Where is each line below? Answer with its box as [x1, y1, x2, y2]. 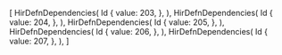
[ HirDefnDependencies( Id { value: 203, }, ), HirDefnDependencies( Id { [9, 8, 274, 18]
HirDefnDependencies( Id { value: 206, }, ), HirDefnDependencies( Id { [9, 27, 268, 36]
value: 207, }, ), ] [9, 35, 70, 46]
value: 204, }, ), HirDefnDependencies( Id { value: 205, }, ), [9, 17, 225, 27]
